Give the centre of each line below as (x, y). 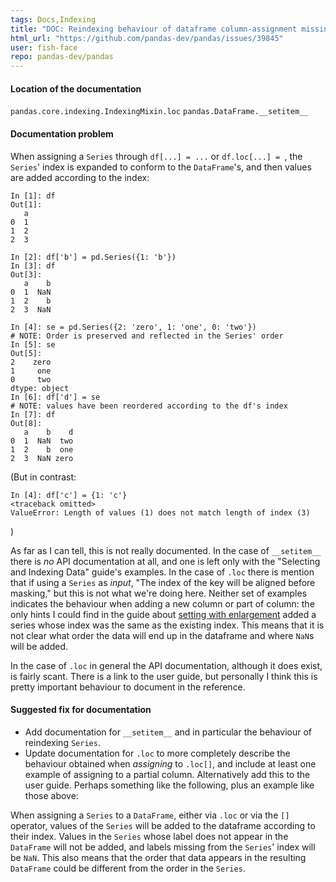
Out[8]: (26, 423)
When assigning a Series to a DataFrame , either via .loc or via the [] (150, 815)
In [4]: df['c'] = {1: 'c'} (69, 495)
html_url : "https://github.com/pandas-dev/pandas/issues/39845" (147, 38)
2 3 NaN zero (42, 458)
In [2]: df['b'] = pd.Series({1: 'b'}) (93, 257)
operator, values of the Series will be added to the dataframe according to (163, 825)
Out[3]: (26, 274)
